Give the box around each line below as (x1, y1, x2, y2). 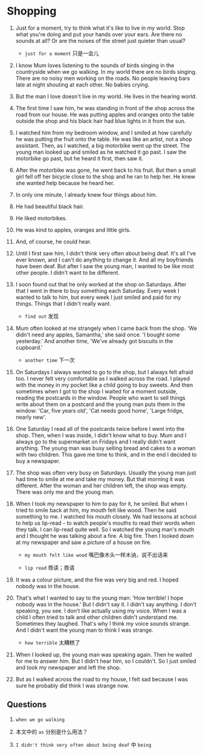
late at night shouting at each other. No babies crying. (15, 80, 150, 88)
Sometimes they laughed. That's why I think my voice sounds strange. (15, 620, 191, 627)
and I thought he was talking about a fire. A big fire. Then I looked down (15, 532, 194, 539)
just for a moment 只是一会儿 (24, 50, 99, 57)
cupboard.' (15, 344, 43, 351)
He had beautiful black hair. (15, 203, 85, 210)
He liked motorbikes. (15, 214, 68, 221)
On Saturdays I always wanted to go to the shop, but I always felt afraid (15, 368, 193, 376)
